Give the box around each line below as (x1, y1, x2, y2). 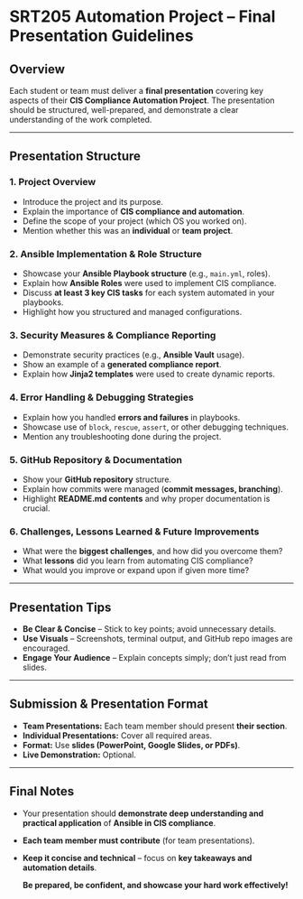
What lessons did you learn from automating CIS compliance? (22, 555, 254, 566)
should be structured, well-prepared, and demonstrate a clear (9, 105, 239, 115)
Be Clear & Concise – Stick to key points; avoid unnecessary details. (22, 623, 277, 634)
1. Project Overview (9, 176, 96, 189)
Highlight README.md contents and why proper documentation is (22, 493, 271, 504)
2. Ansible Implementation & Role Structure (9, 247, 203, 260)
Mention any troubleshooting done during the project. (22, 431, 222, 441)
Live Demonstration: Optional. (22, 749, 137, 760)
